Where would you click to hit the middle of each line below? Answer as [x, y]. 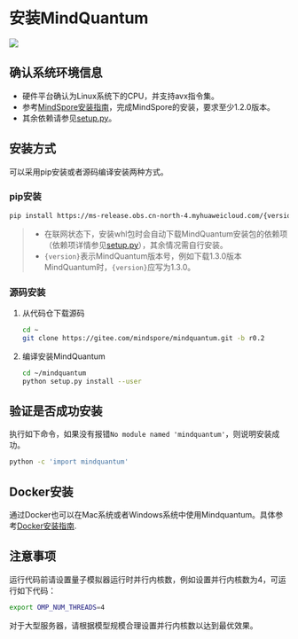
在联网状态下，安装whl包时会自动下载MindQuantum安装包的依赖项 [166, 234]
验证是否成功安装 [56, 411]
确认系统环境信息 [56, 73]
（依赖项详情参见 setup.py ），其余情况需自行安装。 [136, 245]
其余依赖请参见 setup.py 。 [69, 118]
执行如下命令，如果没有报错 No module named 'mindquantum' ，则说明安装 [141, 434]
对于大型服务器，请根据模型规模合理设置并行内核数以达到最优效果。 [133, 625]
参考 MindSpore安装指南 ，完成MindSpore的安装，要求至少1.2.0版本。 [148, 106]
